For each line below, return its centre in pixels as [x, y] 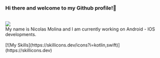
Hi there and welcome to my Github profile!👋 [61, 8]
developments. [21, 34]
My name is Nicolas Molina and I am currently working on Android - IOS [80, 29]
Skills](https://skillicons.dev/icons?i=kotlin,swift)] [69, 45]
